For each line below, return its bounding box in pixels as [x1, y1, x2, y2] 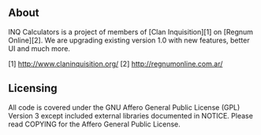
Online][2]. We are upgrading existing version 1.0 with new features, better [8, 35, 250, 45]
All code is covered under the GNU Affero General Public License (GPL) [8, 102, 240, 112]
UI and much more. [8, 43, 71, 53]
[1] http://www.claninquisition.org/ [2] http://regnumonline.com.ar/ [8, 59, 223, 68]
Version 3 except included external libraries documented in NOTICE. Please [8, 111, 254, 120]
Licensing [8, 82, 58, 95]
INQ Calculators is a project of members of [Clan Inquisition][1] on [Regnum [8, 27, 254, 36]
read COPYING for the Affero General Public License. [8, 119, 181, 129]
